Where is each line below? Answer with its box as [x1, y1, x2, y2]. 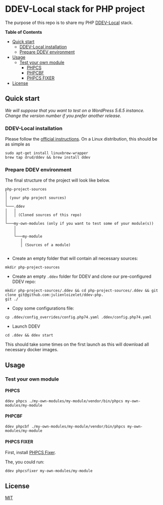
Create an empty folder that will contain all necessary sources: [12, 256, 138, 262]
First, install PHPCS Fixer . [5, 450, 56, 456]
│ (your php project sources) [5, 195, 67, 200]
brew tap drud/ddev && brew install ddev [5, 155, 91, 160]
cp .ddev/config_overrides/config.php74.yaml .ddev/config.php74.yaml [5, 315, 152, 320]
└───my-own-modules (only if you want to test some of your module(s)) [5, 221, 154, 226]
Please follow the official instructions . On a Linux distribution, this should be [5, 136, 158, 142]
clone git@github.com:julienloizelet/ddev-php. [5, 292, 104, 297]
